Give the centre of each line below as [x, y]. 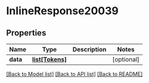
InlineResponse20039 [63, 11]
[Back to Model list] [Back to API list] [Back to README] [74, 74]
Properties [26, 33]
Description [89, 50]
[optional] [126, 59]
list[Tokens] [49, 59]
